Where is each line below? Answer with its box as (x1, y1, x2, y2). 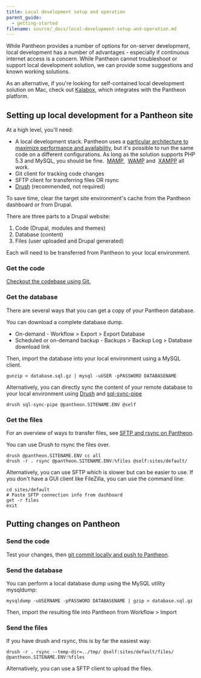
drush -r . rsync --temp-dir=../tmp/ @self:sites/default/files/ (6, 649, 174, 655)
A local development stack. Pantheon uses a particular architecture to (14, 138, 189, 145)
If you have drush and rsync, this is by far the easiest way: (6, 637, 152, 645)
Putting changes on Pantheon (6, 519, 120, 529)
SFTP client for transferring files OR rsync (14, 177, 120, 184)
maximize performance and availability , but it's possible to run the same (14, 145, 194, 152)
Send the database (6, 566, 63, 575)
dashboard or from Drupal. (6, 201, 72, 209)
